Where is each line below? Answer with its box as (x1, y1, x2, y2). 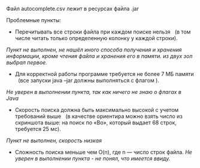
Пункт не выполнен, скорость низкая (6, 137, 102, 144)
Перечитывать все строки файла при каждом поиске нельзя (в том (14, 28, 191, 35)
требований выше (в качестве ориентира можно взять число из (14, 113, 183, 120)
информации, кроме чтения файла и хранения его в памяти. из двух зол (6, 53, 193, 59)
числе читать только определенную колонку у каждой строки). (14, 35, 178, 41)
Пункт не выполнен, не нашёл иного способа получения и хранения (6, 46, 182, 53)
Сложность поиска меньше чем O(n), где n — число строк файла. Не (14, 149, 193, 155)
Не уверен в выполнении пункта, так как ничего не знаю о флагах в (6, 88, 181, 95)
